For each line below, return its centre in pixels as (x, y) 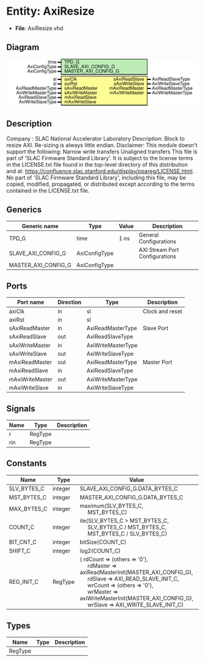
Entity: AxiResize (50, 11)
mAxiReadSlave (29, 370)
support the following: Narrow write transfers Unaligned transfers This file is (102, 152)
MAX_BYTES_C (28, 509)
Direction (70, 302)
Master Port (157, 362)
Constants (27, 464)
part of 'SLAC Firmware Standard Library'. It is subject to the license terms (100, 158)
